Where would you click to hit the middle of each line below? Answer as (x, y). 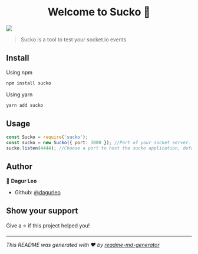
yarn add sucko (25, 105)
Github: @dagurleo (37, 192)
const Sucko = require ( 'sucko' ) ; (47, 137)
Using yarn (19, 95)
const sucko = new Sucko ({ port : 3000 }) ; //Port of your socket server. (99, 143)
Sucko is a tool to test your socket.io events (73, 39)
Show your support (42, 211)
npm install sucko (29, 83)
